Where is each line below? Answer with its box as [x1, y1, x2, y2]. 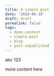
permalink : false [5, 20, 41, 26]
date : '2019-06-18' [5, 12, 45, 17]
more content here [5, 66, 43, 72]
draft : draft [5, 16, 32, 21]
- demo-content [9, 30, 41, 35]
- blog [9, 39, 23, 44]
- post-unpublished [9, 43, 50, 48]
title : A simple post [5, 7, 50, 12]
